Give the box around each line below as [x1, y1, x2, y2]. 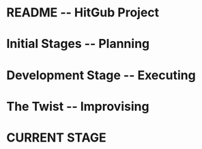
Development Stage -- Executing [6, 67, 196, 83]
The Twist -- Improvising [6, 98, 149, 114]
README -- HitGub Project [6, 5, 160, 21]
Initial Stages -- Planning [6, 36, 150, 52]
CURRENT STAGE [6, 130, 106, 145]
